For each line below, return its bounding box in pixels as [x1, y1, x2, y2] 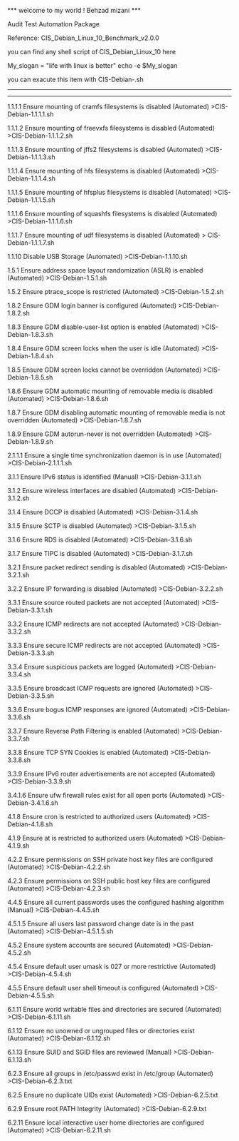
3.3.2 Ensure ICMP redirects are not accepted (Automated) [7, 620, 180, 628]
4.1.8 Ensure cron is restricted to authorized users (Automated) [7, 813, 191, 821]
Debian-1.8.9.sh [7, 437, 53, 445]
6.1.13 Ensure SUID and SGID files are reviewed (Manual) [7, 1048, 172, 1056]
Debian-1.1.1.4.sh [7, 174, 55, 183]
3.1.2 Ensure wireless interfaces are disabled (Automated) [7, 487, 176, 495]
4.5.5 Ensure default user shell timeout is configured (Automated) [7, 984, 199, 992]
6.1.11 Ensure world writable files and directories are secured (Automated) [7, 1005, 222, 1013]
